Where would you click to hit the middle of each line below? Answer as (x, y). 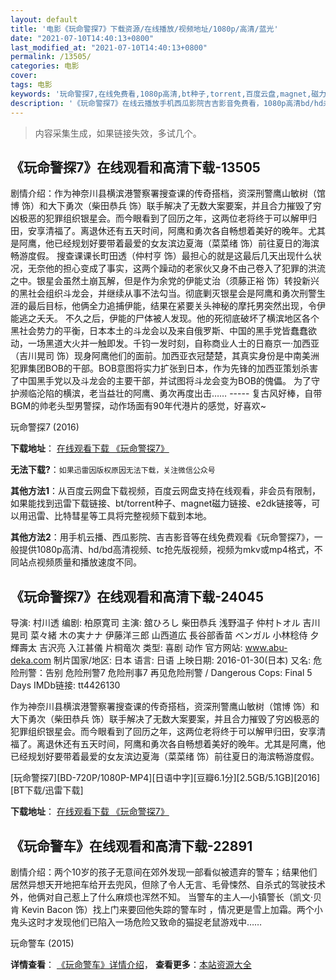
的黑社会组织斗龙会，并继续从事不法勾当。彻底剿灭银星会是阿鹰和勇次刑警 (163, 293)
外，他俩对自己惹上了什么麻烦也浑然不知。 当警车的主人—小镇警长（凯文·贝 (166, 897)
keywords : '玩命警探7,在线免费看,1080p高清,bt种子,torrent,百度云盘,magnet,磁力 (168, 94)
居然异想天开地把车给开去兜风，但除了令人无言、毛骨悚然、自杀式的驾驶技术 (168, 884)
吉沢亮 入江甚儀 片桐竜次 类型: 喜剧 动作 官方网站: (140, 648)
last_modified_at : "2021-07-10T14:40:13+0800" (109, 47)
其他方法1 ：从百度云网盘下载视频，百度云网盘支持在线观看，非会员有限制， (166, 491)
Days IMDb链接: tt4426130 (65, 685)
